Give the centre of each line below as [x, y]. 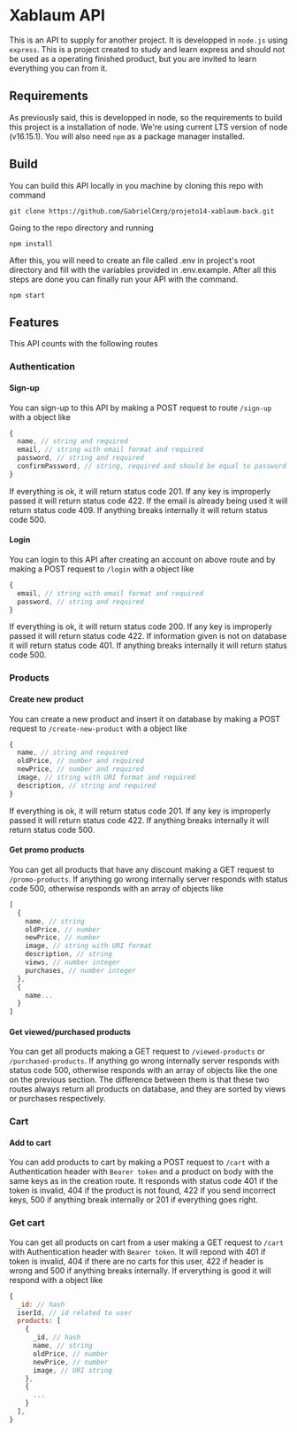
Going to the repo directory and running [82, 228]
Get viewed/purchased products [70, 1031]
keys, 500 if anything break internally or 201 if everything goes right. [133, 1200]
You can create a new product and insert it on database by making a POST [145, 719]
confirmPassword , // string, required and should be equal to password [152, 466]
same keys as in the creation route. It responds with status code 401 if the [144, 1181]
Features [34, 322]
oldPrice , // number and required [80, 761]
